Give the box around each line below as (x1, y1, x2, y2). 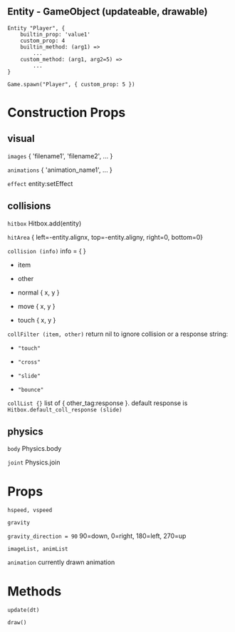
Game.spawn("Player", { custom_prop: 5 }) (7, 81, 135, 88)
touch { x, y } (17, 315, 56, 324)
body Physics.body (7, 444, 62, 453)
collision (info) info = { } (7, 246, 87, 255)
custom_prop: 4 (20, 37, 66, 44)
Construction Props (7, 105, 126, 121)
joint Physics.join (7, 458, 61, 467)
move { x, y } (17, 302, 56, 310)
